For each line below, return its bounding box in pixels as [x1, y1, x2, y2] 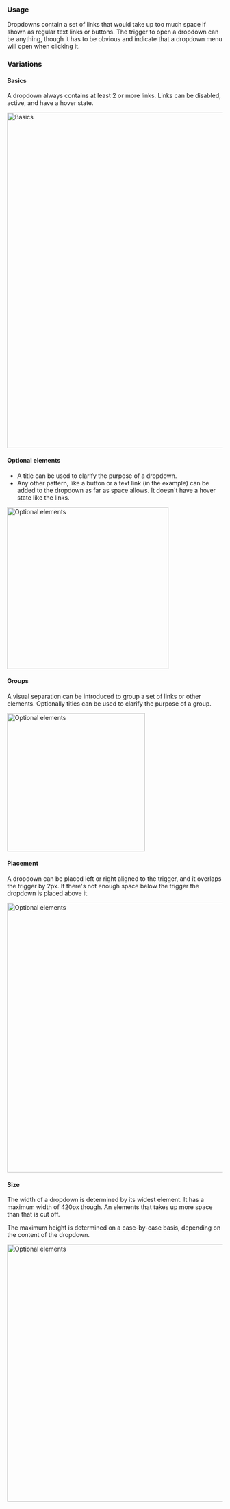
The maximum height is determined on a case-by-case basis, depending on [7, 1223, 221, 1232]
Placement [7, 860, 39, 868]
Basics [7, 76, 27, 84]
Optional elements [7, 457, 61, 465]
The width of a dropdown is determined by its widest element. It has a [7, 1196, 204, 1204]
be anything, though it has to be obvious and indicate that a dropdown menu [7, 35, 222, 43]
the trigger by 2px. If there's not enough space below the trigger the [7, 882, 200, 890]
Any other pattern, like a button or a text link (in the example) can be [16, 479, 209, 487]
